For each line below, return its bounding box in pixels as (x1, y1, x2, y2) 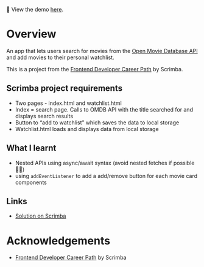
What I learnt (6, 143, 57, 154)
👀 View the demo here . (6, 6, 64, 13)
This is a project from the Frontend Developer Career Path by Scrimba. (6, 65, 183, 73)
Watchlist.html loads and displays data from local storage (15, 125, 160, 132)
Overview (6, 27, 57, 41)
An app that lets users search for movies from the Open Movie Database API (6, 47, 198, 54)
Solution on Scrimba (15, 212, 66, 219)
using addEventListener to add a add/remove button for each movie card (15, 172, 198, 179)
